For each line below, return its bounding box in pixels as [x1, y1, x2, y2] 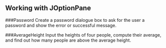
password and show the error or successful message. [5, 22, 117, 28]
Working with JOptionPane [5, 4, 91, 12]
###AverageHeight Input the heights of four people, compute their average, [5, 32, 161, 38]
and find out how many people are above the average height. [5, 37, 131, 43]
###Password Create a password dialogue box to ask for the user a [5, 17, 145, 23]
